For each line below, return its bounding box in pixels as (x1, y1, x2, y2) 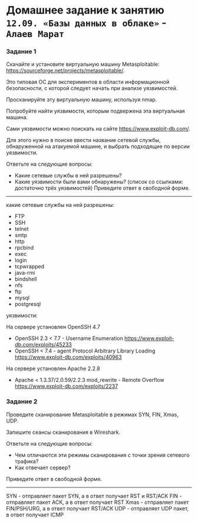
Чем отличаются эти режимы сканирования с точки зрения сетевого (14, 452, 190, 459)
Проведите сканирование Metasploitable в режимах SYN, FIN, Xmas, (6, 411, 179, 418)
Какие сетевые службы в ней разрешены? (14, 172, 122, 179)
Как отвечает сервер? (14, 464, 71, 471)
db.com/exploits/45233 (14, 341, 72, 348)
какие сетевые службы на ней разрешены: (6, 202, 115, 209)
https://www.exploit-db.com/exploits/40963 (14, 354, 122, 361)
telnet (14, 225, 29, 233)
